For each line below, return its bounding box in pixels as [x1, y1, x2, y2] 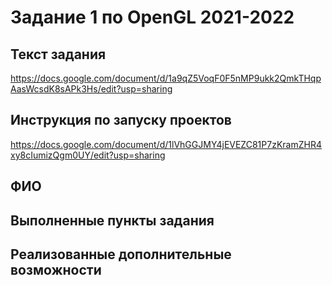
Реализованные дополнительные [10, 246, 232, 263]
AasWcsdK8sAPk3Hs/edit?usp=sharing [10, 83, 173, 95]
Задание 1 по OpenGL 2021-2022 [10, 6, 295, 29]
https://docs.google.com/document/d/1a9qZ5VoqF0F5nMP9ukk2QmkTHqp [10, 72, 322, 84]
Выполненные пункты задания [10, 212, 215, 229]
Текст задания [10, 46, 107, 63]
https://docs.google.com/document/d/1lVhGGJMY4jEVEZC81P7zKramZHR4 [10, 138, 322, 150]
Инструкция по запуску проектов [10, 112, 232, 129]
